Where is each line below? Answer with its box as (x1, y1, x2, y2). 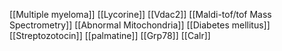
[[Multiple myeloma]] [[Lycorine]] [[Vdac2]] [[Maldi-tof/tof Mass (9, 9, 272, 20)
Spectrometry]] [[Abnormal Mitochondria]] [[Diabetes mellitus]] (9, 19, 271, 31)
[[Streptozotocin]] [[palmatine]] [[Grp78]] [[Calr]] (9, 30, 211, 41)
